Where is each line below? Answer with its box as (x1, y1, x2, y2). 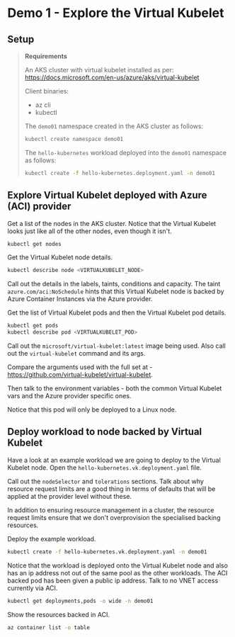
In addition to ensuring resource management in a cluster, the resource (7, 505, 214, 514)
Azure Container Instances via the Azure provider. (7, 295, 153, 303)
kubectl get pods (7, 322, 59, 329)
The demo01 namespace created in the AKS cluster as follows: (24, 122, 204, 130)
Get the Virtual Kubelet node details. (7, 253, 113, 261)
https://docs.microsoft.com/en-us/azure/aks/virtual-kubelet (24, 73, 200, 81)
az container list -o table (7, 624, 91, 631)
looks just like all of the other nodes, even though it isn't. (7, 227, 172, 235)
